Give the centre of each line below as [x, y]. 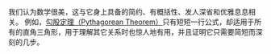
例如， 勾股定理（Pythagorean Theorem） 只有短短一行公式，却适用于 [139, 22]
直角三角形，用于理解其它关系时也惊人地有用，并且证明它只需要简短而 [139, 32]
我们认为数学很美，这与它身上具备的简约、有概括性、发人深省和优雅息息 [128, 12]
